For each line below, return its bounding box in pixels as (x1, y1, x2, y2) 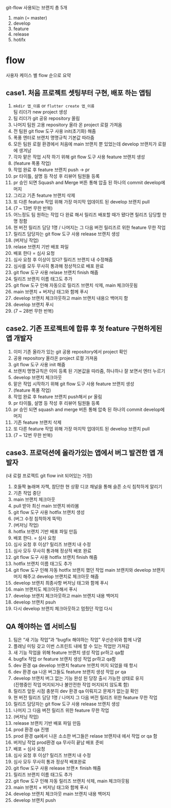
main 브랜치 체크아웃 (13, 496, 55, 502)
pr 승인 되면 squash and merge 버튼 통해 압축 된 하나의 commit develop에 (13, 406, 165, 412)
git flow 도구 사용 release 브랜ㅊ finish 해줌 (13, 765, 102, 772)
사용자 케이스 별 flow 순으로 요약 (6, 72, 71, 78)
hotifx (13, 36, 26, 43)
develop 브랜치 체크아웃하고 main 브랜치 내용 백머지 (13, 593, 119, 599)
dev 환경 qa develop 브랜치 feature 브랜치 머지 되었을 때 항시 (13, 662, 138, 669)
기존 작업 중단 (13, 490, 41, 496)
